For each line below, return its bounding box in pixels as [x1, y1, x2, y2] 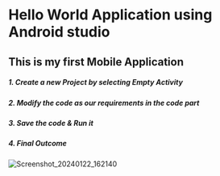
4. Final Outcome [8, 139, 67, 149]
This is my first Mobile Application [8, 55, 184, 69]
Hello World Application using [8, 6, 213, 24]
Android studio [8, 23, 110, 41]
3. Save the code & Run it [8, 118, 94, 128]
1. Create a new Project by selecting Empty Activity [8, 78, 184, 87]
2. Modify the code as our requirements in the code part [8, 98, 200, 107]
